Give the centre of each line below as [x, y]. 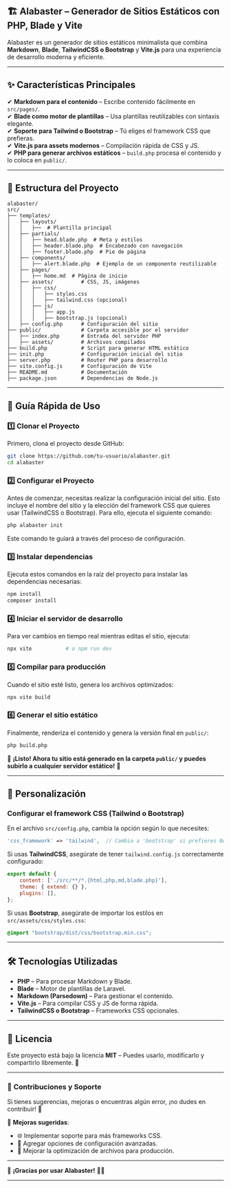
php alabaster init [35, 526]
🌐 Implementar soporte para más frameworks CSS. [90, 1136]
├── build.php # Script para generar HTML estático [98, 348]
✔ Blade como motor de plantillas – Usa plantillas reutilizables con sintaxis [113, 116]
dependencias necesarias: [45, 582]
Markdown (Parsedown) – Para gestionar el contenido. [95, 996]
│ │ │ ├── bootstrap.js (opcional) [67, 318]
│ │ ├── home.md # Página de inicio [67, 276]
